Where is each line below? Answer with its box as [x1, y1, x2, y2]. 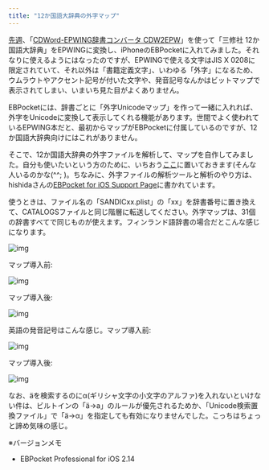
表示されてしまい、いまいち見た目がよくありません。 [8, 85, 184, 95]
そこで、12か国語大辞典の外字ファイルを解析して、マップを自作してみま [8, 150, 247, 159]
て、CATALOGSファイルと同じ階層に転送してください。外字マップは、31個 [8, 207, 256, 216]
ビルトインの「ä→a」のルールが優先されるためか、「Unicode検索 [35, 400, 251, 410]
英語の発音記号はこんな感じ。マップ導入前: [8, 325, 152, 335]
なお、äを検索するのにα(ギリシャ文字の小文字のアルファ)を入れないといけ [8, 390, 255, 400]
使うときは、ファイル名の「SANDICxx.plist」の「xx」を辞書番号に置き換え [8, 196, 257, 206]
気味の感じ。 [29, 420, 72, 431]
